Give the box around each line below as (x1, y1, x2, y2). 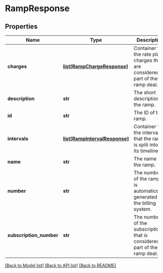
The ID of (133, 109, 155, 116)
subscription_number (7, 232, 59, 239)
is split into (133, 141, 159, 148)
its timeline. (133, 148, 160, 154)
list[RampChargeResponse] (63, 63, 129, 69)
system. (133, 206, 152, 212)
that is (133, 232, 148, 239)
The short (133, 89, 156, 96)
